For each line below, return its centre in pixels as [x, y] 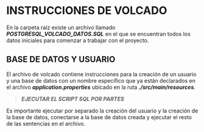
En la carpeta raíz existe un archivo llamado [61, 27]
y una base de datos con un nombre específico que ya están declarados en [101, 80]
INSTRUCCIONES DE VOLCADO [87, 11]
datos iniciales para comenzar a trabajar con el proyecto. [78, 40]
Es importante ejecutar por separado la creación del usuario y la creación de [102, 111]
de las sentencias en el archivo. [46, 123]
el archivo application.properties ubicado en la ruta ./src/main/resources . [101, 87]
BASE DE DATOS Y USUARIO [61, 59]
